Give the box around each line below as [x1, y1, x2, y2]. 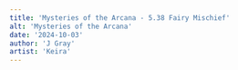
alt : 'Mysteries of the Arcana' [9, 22, 132, 31]
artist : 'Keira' [9, 47, 71, 56]
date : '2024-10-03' [9, 30, 84, 39]
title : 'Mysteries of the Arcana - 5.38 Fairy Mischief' [9, 13, 231, 23]
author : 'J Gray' [9, 38, 76, 48]
